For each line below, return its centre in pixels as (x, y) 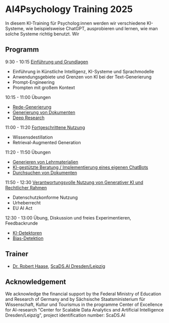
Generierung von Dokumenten (44, 112)
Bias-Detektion (28, 238)
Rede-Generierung (32, 107)
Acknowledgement (36, 282)
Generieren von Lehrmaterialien (45, 162)
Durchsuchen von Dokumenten (45, 172)
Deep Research (28, 118)
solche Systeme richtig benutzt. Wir (42, 34)
